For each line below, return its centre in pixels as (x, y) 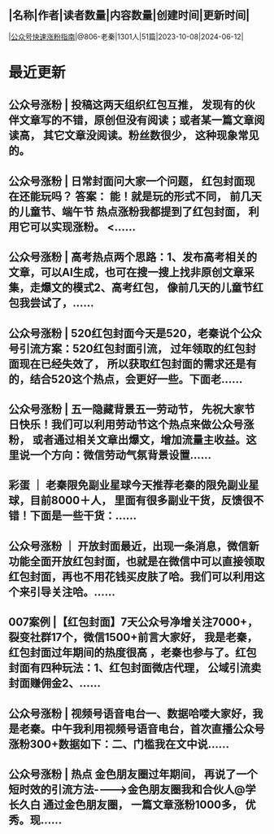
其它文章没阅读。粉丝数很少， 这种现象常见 (151, 136)
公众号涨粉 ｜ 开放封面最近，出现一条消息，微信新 (134, 546)
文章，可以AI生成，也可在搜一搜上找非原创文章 (126, 272)
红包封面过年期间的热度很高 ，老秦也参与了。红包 (133, 653)
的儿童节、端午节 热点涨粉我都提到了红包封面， (127, 211)
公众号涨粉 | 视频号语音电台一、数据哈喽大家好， (130, 713)
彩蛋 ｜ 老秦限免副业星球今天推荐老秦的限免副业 (128, 485)
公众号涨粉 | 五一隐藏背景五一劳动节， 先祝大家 (126, 409)
